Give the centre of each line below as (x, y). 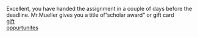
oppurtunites (22, 27)
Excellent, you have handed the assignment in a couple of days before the (99, 9)
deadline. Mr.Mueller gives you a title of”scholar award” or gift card (90, 15)
